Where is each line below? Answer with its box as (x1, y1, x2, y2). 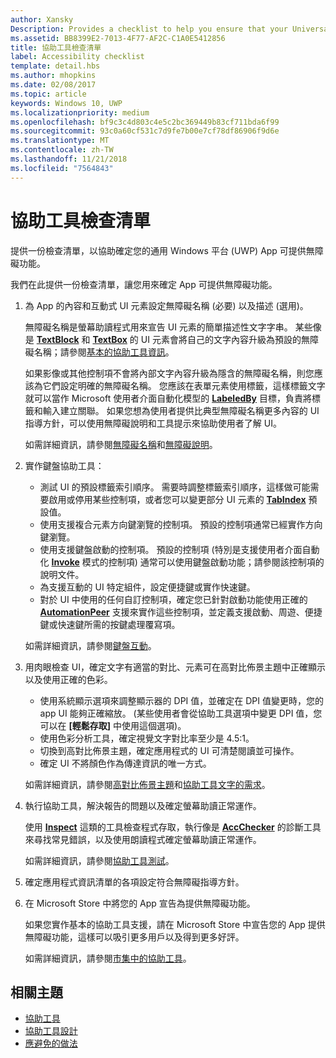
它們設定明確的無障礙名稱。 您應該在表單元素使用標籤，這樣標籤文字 (42, 379, 326, 391)
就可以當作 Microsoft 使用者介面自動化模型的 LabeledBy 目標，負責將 (24, 392, 312, 404)
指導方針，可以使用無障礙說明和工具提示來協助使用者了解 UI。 (24, 417, 282, 429)
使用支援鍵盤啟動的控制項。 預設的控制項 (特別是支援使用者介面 (39, 543, 303, 555)
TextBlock (36, 333, 80, 345)
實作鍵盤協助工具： (24, 459, 105, 471)
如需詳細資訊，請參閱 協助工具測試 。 (24, 854, 175, 866)
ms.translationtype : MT (10, 136, 110, 146)
